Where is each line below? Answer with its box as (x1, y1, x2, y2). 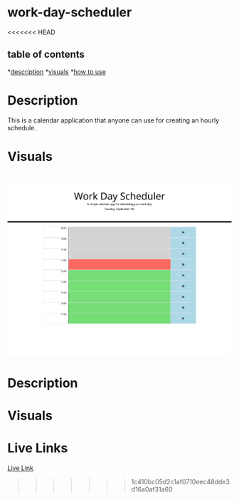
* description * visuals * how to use (7, 67, 107, 75)
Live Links (7, 440, 68, 457)
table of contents (7, 48, 85, 61)
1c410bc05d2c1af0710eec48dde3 (131, 478, 230, 486)
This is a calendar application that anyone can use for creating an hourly (7, 115, 220, 125)
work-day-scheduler (7, 4, 132, 21)
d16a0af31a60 (131, 485, 173, 494)
